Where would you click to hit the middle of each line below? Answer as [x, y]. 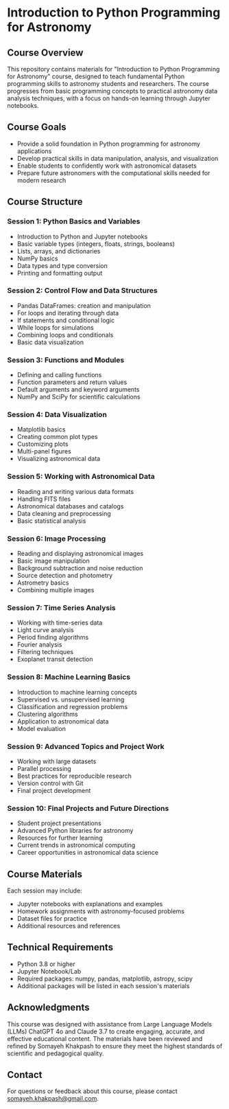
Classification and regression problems [72, 706]
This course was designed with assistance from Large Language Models [110, 1024]
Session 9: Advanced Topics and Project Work [86, 746]
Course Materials [45, 874]
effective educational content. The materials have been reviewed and [105, 1038]
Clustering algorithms [47, 714]
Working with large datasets [57, 761]
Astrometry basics [43, 583]
